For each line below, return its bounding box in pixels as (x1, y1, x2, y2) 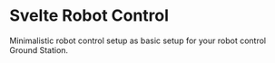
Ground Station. (9, 44, 69, 55)
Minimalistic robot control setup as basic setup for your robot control (9, 35, 266, 46)
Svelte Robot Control (9, 5, 170, 26)
